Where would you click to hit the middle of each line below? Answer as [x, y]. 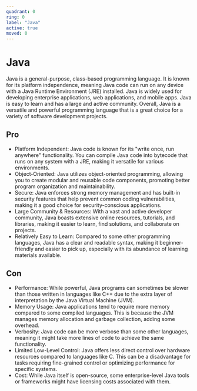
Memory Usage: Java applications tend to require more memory [92, 306]
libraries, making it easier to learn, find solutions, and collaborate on [97, 223]
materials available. [38, 255]
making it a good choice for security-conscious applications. [88, 205]
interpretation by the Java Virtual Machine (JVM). [74, 300]
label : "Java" [24, 22]
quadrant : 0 [21, 11]
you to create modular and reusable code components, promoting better [102, 180]
